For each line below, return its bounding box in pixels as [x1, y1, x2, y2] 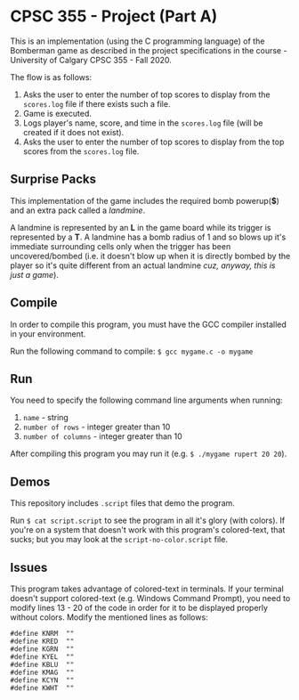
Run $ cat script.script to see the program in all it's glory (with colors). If [10, 515, 286, 526]
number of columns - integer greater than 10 [22, 431, 183, 442]
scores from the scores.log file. [22, 145, 140, 157]
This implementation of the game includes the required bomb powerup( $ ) [10, 195, 279, 206]
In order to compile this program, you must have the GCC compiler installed [10, 319, 287, 330]
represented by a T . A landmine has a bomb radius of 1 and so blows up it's [10, 232, 287, 242]
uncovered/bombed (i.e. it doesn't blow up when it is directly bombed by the [10, 250, 291, 261]
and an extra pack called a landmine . [10, 205, 146, 216]
